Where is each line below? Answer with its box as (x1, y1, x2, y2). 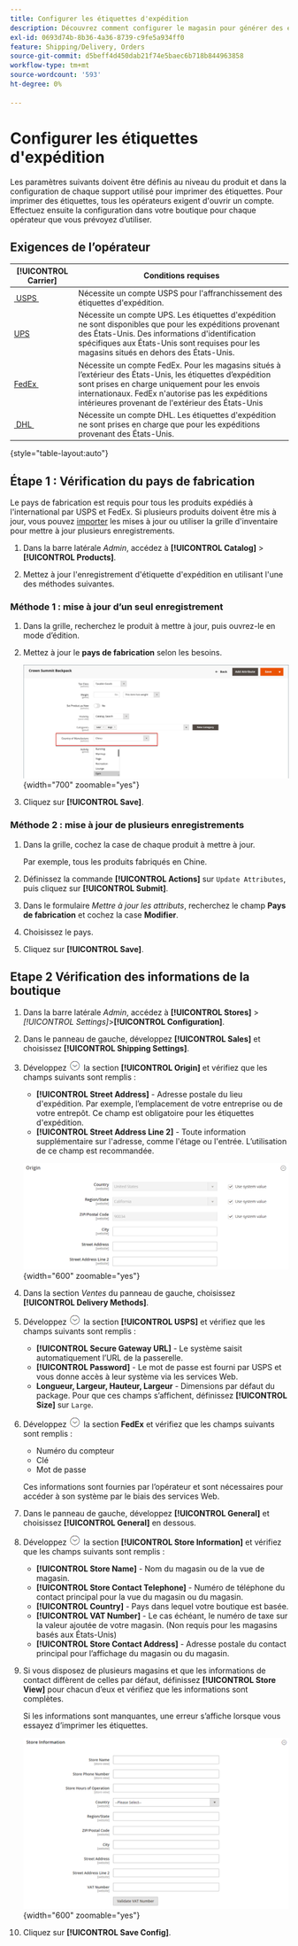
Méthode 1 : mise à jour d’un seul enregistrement (10, 601, 224, 613)
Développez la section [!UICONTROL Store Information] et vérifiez (22, 1537, 282, 1547)
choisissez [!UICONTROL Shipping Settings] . (22, 1043, 189, 1053)
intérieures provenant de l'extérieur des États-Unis (78, 397, 264, 407)
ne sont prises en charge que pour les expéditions (78, 419, 260, 430)
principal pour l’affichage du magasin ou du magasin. (35, 1648, 230, 1659)
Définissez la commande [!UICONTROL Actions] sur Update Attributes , (22, 873, 287, 884)
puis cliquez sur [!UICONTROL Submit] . (22, 882, 169, 894)
